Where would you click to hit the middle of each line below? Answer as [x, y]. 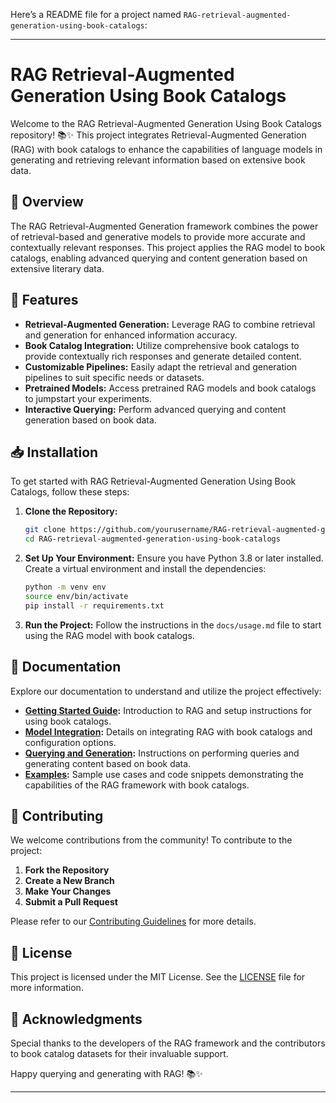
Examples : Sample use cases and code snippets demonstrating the [164, 774]
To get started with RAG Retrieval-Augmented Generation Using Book [153, 481]
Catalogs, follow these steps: [70, 492]
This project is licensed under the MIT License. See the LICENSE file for [158, 977]
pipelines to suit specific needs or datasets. [114, 377]
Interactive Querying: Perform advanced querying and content [155, 409]
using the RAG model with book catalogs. [109, 635]
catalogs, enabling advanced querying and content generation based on [159, 258]
